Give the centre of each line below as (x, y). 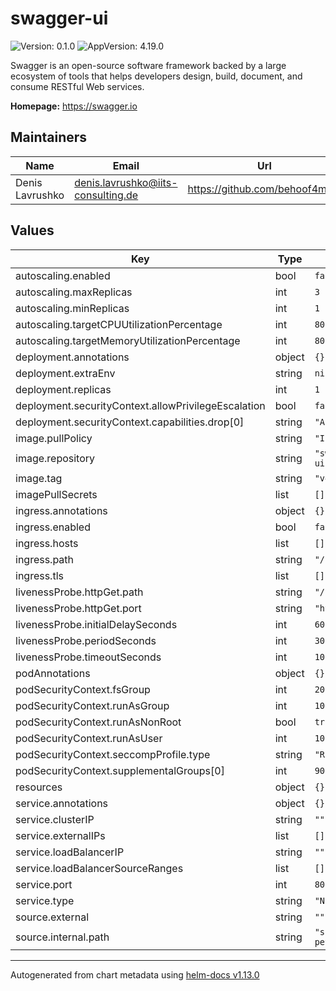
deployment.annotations (72, 357)
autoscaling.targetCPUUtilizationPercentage (119, 324)
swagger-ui (59, 18)
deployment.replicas (63, 389)
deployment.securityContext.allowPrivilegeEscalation (140, 405)
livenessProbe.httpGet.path (79, 592)
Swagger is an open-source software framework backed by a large (148, 65)
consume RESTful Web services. (77, 86)
